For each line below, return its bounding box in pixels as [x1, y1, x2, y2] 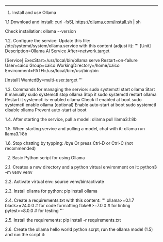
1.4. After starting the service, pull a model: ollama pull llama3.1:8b [5, 117, 137, 122]
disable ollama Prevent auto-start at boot [5, 107, 87, 113]
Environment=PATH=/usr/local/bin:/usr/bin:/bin [5, 68, 99, 73]
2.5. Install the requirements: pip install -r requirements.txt [5, 217, 121, 223]
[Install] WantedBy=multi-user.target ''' [5, 77, 83, 83]
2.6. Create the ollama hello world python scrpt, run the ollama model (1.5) [5, 227, 153, 232]
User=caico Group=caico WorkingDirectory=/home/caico [5, 62, 120, 68]
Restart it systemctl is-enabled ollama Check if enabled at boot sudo [5, 97, 142, 102]
